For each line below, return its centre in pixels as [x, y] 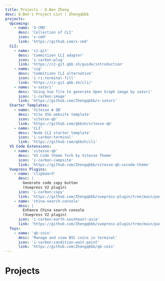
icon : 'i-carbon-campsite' [46, 160]
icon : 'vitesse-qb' [38, 119]
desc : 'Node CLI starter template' [55, 133]
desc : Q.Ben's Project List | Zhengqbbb [47, 14]
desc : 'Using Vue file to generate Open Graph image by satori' [85, 92]
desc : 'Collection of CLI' [46, 32]
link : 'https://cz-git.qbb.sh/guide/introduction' [71, 64]
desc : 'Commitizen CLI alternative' [55, 74]
